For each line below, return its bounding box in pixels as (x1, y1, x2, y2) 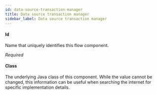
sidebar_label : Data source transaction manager (5, 16, 107, 21)
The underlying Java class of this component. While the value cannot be (5, 74, 153, 80)
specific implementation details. (5, 84, 70, 90)
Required (5, 52, 24, 58)
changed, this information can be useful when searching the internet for (5, 79, 152, 85)
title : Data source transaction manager (5, 12, 90, 17)
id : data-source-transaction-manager (5, 7, 83, 12)
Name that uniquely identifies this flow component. (5, 42, 109, 48)
